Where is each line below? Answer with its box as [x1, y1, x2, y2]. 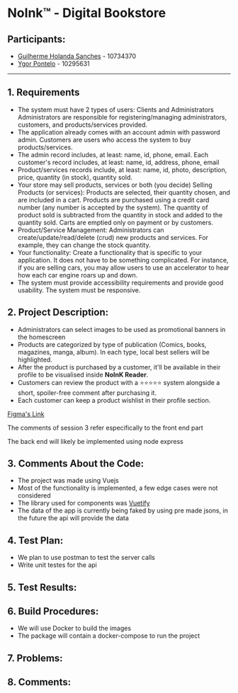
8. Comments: [7, 676, 72, 688]
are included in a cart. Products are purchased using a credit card [17, 195, 210, 204]
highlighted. [17, 355, 53, 364]
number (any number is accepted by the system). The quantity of [17, 203, 208, 212]
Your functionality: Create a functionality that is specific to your [17, 248, 203, 256]
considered [17, 491, 51, 500]
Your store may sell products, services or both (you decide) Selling [17, 181, 212, 189]
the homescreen [17, 333, 66, 341]
